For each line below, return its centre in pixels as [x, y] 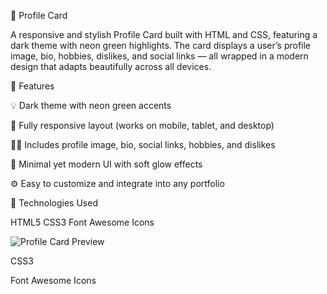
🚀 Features [32, 86]
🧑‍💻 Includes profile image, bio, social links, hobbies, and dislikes [143, 144]
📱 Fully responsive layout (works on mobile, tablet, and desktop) [142, 125]
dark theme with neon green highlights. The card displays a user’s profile [161, 45]
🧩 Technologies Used [54, 203]
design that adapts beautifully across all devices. [111, 66]
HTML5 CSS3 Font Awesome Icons [82, 222]
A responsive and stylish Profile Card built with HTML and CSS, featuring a [164, 34]
